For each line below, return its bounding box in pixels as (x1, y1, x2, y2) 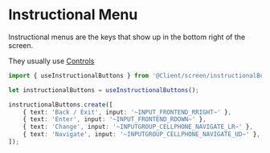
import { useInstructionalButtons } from (8, 71, 149, 79)
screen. (8, 40, 34, 50)
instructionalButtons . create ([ (8, 100, 113, 109)
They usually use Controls (8, 56, 95, 66)
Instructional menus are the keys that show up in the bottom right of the (8, 32, 246, 42)
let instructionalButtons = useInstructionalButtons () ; (8, 86, 199, 94)
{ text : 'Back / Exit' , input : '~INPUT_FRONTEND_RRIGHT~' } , (22, 108, 231, 116)
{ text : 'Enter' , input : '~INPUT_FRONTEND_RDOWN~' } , (22, 115, 207, 123)
